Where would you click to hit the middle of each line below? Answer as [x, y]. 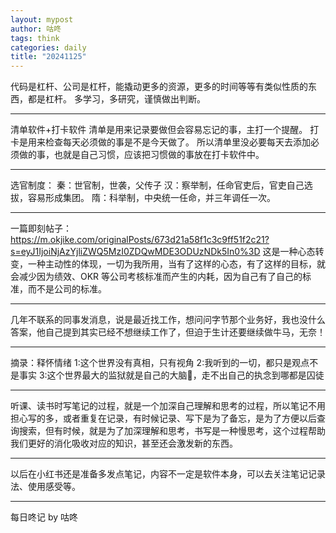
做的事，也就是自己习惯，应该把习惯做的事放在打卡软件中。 [141, 155]
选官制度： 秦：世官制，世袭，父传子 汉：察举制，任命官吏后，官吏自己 [157, 185]
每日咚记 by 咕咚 [44, 517]
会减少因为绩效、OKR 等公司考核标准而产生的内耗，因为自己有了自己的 [156, 277]
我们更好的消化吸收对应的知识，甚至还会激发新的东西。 [124, 443]
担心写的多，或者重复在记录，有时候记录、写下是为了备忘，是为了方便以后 [163, 418]
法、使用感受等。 [45, 487]
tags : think [35, 38]
